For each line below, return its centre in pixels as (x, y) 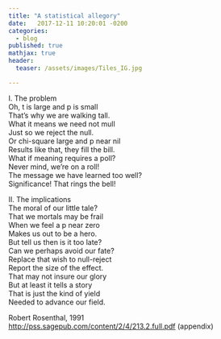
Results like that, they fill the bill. (62, 149)
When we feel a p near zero (54, 225)
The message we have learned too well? (75, 175)
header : (21, 61)
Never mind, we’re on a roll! (54, 167)
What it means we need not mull (62, 124)
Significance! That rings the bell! (62, 184)
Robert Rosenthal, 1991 (46, 317)
